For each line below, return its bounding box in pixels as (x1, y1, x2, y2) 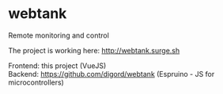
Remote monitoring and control (8, 31, 109, 40)
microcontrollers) (8, 78, 65, 87)
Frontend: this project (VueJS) (8, 60, 107, 70)
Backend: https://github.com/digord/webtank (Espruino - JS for (8, 69, 215, 78)
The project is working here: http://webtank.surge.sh (8, 45, 180, 55)
